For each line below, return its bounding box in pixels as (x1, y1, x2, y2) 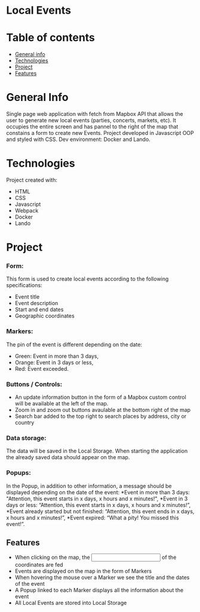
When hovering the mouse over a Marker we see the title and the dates (14, 574, 190, 581)
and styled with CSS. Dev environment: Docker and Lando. (6, 136, 150, 143)
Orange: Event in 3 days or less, (14, 359, 94, 366)
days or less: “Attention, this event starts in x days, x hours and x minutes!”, (6, 501, 191, 508)
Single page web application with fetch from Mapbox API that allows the (6, 110, 183, 118)
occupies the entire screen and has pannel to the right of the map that (6, 123, 179, 130)
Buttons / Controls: (6, 380, 63, 388)
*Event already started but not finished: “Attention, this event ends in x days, (6, 508, 195, 515)
